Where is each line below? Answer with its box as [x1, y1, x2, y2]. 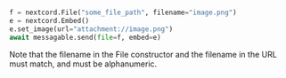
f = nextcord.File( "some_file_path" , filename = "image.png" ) [9, 8, 238, 17]
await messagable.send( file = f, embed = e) [9, 33, 162, 42]
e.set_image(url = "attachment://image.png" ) [9, 24, 174, 34]
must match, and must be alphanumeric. [9, 58, 158, 69]
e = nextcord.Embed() [9, 16, 90, 25]
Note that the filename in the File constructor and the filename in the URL [9, 49, 278, 59]
